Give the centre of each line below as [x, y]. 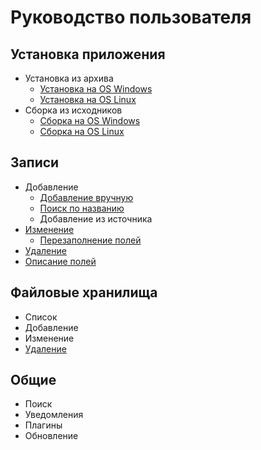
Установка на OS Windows [96, 89]
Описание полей [60, 261]
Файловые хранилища [84, 292]
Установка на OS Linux [88, 99]
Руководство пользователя [131, 17]
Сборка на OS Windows [90, 120]
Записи [35, 162]
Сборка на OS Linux [82, 131]
